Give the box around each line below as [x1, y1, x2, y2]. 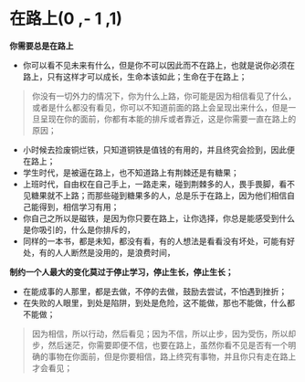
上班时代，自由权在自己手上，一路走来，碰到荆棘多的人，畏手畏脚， [22, 178, 279, 189]
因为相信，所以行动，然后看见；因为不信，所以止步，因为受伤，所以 [31, 328, 289, 339]
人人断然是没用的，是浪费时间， [54, 247, 175, 258]
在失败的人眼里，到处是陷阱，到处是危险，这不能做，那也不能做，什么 [22, 297, 288, 308]
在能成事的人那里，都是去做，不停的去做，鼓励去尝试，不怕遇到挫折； [22, 285, 288, 297]
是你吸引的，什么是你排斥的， [22, 224, 135, 235]
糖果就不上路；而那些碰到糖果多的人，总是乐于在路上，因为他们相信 [30, 189, 288, 201]
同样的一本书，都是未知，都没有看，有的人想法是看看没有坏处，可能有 [22, 235, 288, 247]
